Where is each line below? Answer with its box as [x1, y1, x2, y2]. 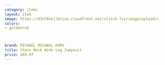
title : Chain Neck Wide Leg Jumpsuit [4, 48, 82, 53]
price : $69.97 [4, 52, 34, 57]
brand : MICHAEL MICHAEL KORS [4, 43, 65, 48]
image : [4, 16, 18, 21]
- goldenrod [4, 26, 29, 31]
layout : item [4, 12, 32, 17]
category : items [4, 7, 38, 12]
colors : [4, 21, 21, 26]
